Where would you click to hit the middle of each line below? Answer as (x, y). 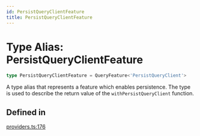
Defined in (26, 112)
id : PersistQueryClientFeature (45, 12)
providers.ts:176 (26, 127)
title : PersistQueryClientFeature (50, 17)
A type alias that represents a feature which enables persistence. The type (98, 87)
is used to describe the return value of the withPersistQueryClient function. (100, 93)
